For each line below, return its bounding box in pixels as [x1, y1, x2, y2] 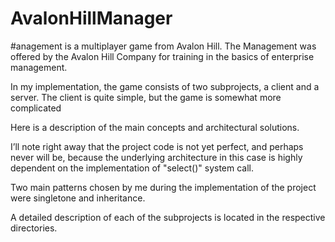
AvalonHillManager [10, 7, 173, 30]
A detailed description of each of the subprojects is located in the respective [10, 211, 326, 223]
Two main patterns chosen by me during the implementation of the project [10, 181, 317, 193]
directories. [10, 222, 58, 234]
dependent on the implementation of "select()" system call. [10, 162, 255, 174]
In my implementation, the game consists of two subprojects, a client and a [10, 80, 320, 92]
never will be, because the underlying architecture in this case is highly [10, 151, 303, 163]
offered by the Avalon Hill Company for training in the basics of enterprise [10, 50, 315, 62]
